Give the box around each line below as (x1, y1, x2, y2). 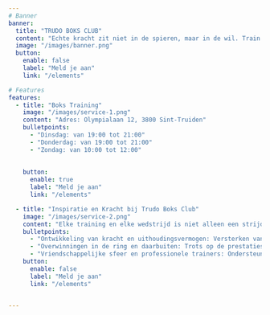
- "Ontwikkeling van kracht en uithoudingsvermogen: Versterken (29, 235, 250, 243)
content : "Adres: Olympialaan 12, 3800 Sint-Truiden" (22, 116, 207, 125)
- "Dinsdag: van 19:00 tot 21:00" (29, 131, 146, 139)
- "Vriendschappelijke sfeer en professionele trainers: (29, 250, 225, 258)
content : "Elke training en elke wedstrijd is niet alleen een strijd (22, 220, 264, 228)
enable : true (29, 176, 74, 184)
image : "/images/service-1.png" (22, 108, 131, 117)
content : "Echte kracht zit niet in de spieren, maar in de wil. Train (15, 34, 261, 43)
